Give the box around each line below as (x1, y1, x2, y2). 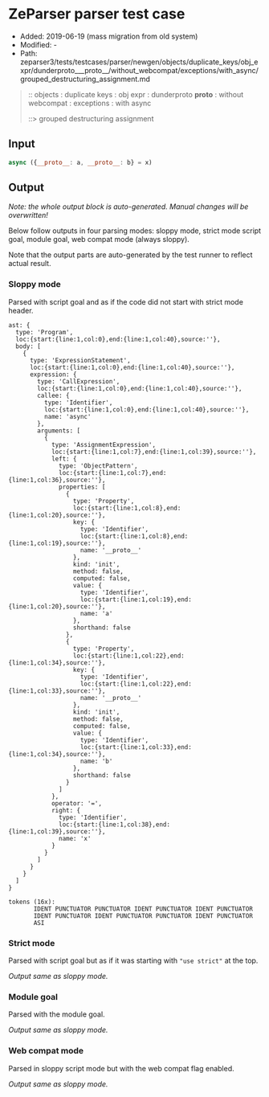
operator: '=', (51, 799, 103, 808)
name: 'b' (79, 757, 113, 765)
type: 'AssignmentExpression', (51, 440, 157, 448)
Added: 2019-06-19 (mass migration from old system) (19, 31, 198, 41)
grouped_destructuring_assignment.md (19, 74, 150, 84)
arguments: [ (37, 427, 81, 435)
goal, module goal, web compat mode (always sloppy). (8, 235, 190, 244)
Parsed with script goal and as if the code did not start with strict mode (8, 297, 243, 306)
